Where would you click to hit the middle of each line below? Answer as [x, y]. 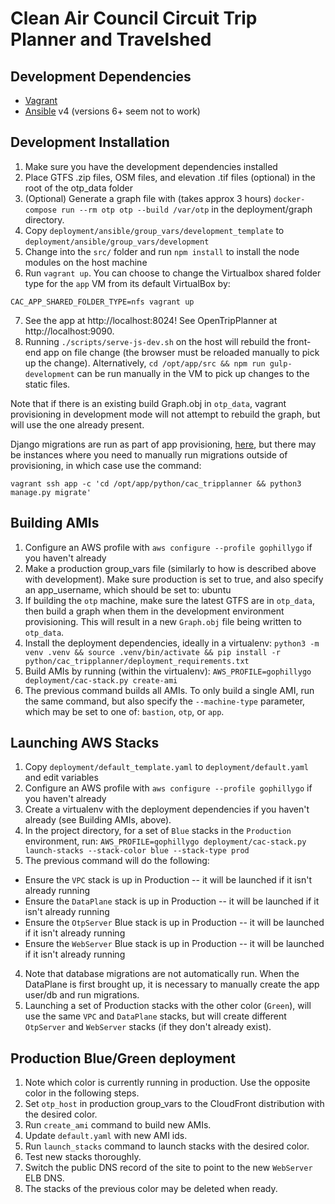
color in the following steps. [82, 1093]
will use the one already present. [77, 424]
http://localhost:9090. [69, 331]
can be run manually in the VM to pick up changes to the [193, 373]
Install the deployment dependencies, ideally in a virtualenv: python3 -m [172, 643]
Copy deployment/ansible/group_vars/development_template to [154, 230]
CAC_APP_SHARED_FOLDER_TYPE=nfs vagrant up [102, 302]
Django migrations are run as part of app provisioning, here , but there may [163, 444]
